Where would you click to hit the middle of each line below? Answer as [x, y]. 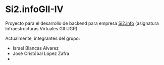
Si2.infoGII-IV [35, 9]
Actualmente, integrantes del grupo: [43, 38]
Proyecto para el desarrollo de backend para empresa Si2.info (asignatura [82, 23]
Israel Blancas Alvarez [36, 48]
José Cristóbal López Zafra [41, 53]
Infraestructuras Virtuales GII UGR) [41, 28]
